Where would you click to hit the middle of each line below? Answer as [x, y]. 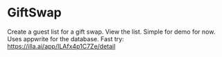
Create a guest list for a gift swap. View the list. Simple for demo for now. [111, 32]
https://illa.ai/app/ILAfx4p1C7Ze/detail [61, 46]
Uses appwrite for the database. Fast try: [66, 38]
